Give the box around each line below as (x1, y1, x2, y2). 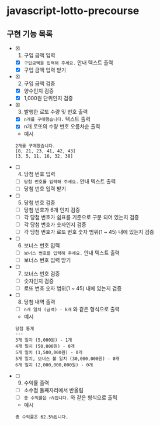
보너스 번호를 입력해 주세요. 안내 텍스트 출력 (23, 249, 120, 256)
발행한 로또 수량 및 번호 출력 (23, 108, 88, 115)
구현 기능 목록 (6, 29, 53, 39)
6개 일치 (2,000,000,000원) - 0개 (15, 362, 93, 368)
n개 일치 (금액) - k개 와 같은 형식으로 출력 (23, 306, 120, 312)
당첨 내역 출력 (23, 298, 55, 305)
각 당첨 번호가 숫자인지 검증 (23, 221, 86, 228)
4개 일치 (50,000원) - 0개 (15, 344, 75, 349)
